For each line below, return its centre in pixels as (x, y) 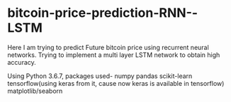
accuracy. (22, 62)
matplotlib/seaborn (35, 91)
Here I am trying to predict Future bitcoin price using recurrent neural (108, 47)
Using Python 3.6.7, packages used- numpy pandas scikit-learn (100, 76)
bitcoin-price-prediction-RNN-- (103, 13)
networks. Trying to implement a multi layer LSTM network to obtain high (114, 55)
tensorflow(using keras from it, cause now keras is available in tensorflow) (116, 83)
